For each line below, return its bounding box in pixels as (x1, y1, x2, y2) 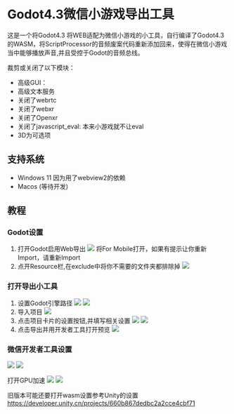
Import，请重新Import (17, 253, 81, 262)
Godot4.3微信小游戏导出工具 (7, 6, 174, 22)
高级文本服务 (17, 87, 55, 95)
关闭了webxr (17, 105, 55, 113)
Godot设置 (7, 227, 44, 237)
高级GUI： (17, 78, 48, 86)
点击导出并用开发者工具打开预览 (17, 325, 110, 333)
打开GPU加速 (7, 376, 46, 385)
